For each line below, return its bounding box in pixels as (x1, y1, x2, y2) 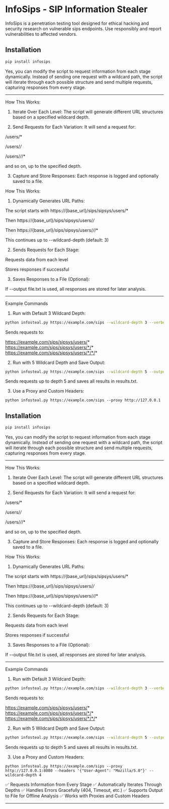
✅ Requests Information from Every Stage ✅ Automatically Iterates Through (5, 781, 162, 787)
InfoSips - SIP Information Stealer (5, 4, 148, 15)
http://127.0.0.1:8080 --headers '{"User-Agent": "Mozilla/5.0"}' (5, 768, 147, 773)
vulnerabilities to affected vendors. (5, 31, 77, 37)
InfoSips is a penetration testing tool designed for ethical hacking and (5, 20, 149, 26)
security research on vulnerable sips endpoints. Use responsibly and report (5, 25, 162, 31)
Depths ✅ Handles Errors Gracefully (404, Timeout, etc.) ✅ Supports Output (5, 787, 163, 793)
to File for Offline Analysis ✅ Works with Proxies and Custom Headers (5, 792, 150, 799)
